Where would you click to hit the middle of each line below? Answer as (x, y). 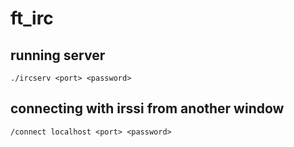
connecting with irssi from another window (147, 108)
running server (58, 55)
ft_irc (32, 18)
